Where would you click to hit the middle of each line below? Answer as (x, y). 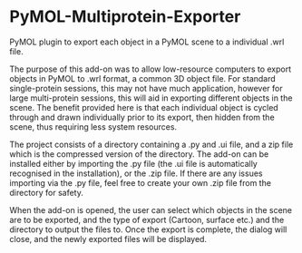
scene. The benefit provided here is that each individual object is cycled (144, 107)
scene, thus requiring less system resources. (93, 126)
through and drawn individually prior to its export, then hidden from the (142, 117)
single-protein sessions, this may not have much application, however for (146, 88)
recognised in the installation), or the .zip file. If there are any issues (136, 173)
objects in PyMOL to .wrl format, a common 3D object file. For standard (143, 78)
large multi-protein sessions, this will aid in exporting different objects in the (151, 98)
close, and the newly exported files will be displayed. (108, 238)
